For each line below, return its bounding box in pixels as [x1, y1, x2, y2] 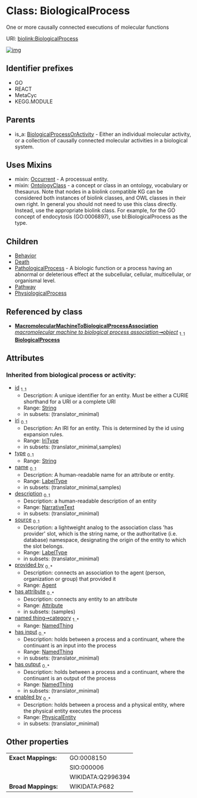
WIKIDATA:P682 [69, 782, 115, 790]
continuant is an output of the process [23, 675, 116, 682]
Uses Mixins [6, 160, 52, 170]
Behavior [14, 252, 36, 260]
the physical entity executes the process [23, 707, 122, 714]
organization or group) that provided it [23, 576, 116, 583]
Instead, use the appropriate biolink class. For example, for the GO [14, 207, 175, 214]
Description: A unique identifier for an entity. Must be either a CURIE [23, 392, 189, 399]
